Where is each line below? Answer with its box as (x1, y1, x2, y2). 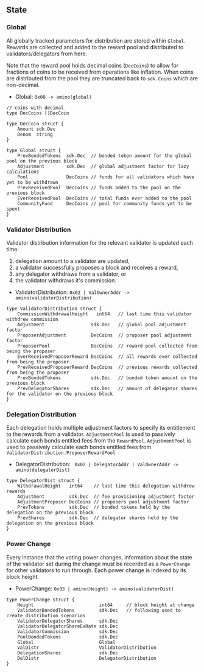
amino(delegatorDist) (15, 467, 70, 474)
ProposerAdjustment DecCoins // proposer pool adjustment (17, 332, 192, 338)
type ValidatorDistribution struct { (6, 306, 102, 312)
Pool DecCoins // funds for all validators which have (17, 173, 195, 180)
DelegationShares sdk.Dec (17, 649, 119, 656)
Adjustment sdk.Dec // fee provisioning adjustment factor (17, 494, 195, 500)
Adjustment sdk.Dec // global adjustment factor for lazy (17, 163, 189, 169)
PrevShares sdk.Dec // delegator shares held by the (17, 515, 178, 521)
